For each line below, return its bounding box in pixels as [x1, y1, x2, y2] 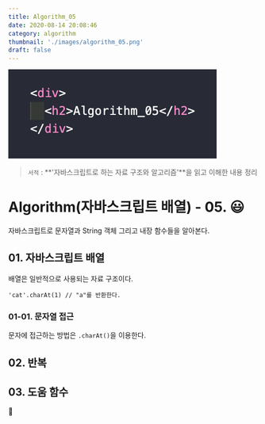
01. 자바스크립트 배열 [8, 251, 106, 265]
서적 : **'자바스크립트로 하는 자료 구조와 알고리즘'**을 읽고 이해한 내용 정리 [27, 167, 258, 178]
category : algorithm [8, 29, 77, 37]
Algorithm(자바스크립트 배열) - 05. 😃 [8, 198, 244, 216]
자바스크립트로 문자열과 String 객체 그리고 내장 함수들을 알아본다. [8, 226, 210, 235]
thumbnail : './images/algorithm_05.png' [8, 38, 144, 46]
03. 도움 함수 [8, 385, 69, 399]
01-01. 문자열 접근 [8, 311, 74, 322]
